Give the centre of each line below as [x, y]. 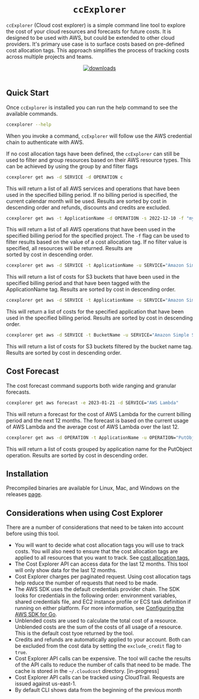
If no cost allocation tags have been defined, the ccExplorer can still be [93, 154]
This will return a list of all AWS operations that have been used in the [91, 229]
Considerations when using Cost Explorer [85, 513]
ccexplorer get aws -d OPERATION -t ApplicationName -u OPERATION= [91, 438]
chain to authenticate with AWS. [45, 142]
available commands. [32, 113]
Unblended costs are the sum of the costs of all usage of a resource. [98, 627]
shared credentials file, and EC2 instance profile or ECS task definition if [103, 602]
